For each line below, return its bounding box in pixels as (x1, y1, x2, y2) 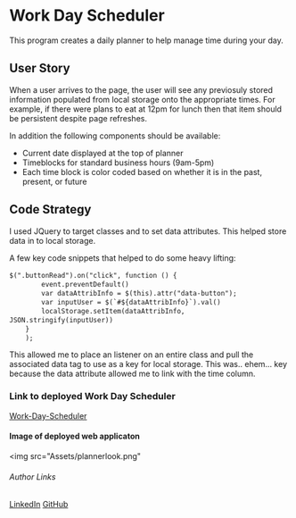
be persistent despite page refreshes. (9, 113, 147, 123)
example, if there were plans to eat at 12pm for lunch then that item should (9, 104, 283, 114)
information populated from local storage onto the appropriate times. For (9, 94, 275, 104)
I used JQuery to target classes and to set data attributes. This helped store (9, 225, 287, 237)
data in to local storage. (9, 235, 96, 246)
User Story (9, 61, 70, 76)
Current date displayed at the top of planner (21, 147, 184, 158)
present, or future (21, 176, 87, 187)
